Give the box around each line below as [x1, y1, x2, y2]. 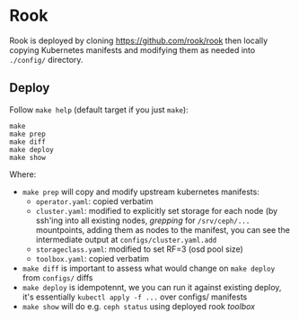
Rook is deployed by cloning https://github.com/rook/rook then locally [9, 35, 268, 46]
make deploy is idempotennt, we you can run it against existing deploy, [22, 281, 282, 292]
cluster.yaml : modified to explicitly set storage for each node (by [35, 205, 278, 216]
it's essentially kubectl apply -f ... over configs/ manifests [22, 291, 248, 302]
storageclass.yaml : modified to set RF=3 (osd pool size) [35, 244, 244, 254]
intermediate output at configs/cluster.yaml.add [35, 234, 217, 245]
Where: [9, 168, 37, 180]
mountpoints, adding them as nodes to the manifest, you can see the [35, 224, 290, 235]
